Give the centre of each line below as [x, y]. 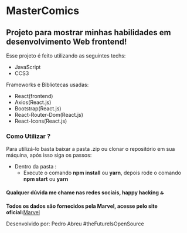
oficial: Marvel [23, 212]
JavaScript [28, 67]
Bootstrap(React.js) [38, 109]
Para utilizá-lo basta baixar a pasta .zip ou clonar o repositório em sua [91, 149]
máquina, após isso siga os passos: [49, 155]
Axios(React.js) [33, 102]
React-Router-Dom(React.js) [49, 115]
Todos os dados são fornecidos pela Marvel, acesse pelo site [82, 206]
